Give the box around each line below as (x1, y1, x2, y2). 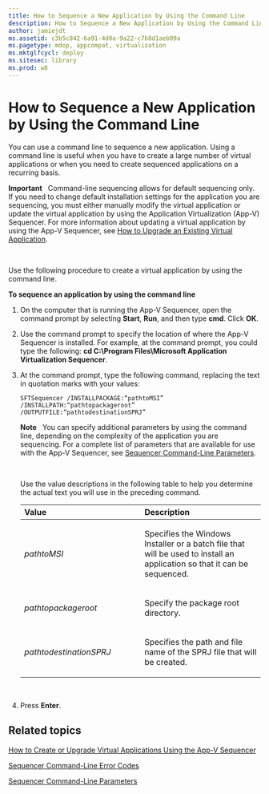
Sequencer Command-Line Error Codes (8, 760, 140, 770)
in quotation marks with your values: (19, 379, 140, 388)
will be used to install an (143, 548, 235, 559)
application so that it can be (143, 558, 249, 569)
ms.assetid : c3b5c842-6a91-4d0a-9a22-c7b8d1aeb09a (8, 34, 181, 43)
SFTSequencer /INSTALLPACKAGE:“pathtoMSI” (19, 394, 164, 402)
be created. (143, 656, 188, 667)
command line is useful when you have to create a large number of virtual (8, 150, 251, 160)
